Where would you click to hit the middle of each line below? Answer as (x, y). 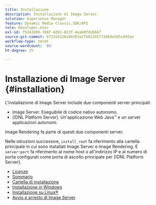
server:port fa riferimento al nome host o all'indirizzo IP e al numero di (76, 152)
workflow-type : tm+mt (27, 41)
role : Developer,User (27, 28)
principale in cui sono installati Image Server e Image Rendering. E (71, 146)
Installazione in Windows (37, 187)
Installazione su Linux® (35, 192)
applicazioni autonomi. (35, 123)
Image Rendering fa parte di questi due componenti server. (64, 132)
